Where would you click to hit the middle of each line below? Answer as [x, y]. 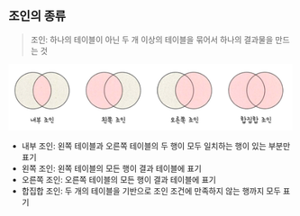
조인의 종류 [37, 16]
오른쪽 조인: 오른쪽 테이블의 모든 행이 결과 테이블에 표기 [119, 179]
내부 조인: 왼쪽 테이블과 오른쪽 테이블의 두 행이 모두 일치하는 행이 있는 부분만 [156, 146]
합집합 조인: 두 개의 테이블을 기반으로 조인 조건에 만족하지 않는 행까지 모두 [151, 191]
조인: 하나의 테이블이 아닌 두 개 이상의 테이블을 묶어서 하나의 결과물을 [152, 40]
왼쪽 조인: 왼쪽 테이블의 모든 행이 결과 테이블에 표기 [111, 168]
